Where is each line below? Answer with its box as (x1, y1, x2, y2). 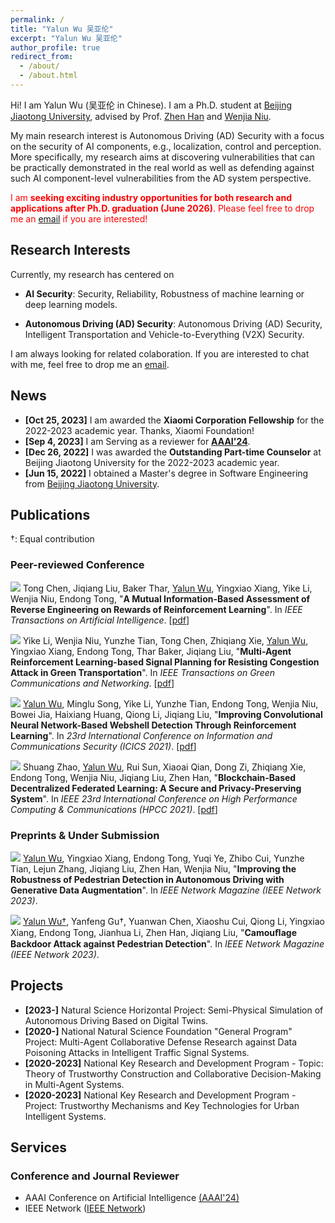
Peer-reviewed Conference (10, 558, 145, 572)
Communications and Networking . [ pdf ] (10, 677, 175, 689)
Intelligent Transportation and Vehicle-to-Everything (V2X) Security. (24, 328, 305, 340)
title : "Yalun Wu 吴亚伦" (10, 24, 114, 34)
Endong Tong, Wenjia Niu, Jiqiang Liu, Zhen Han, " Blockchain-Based (10, 771, 297, 783)
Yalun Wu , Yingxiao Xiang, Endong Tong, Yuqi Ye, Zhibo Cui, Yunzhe (22, 852, 305, 864)
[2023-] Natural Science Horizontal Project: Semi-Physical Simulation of (24, 1004, 324, 1016)
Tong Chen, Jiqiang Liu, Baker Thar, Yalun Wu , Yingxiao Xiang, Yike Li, (22, 582, 313, 594)
